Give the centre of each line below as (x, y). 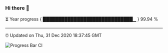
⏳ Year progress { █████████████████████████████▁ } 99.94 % (82, 19)
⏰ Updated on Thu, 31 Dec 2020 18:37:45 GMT (53, 35)
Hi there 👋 (17, 8)
